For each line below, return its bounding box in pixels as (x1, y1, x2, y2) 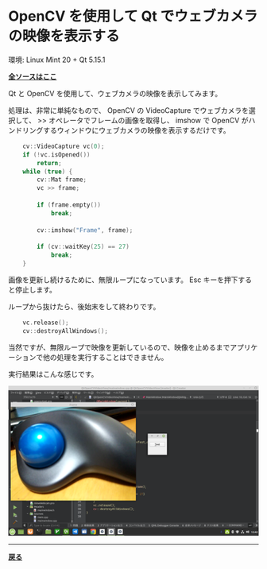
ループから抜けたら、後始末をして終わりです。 (8, 302, 161, 312)
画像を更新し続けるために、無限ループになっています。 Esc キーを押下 (8, 275, 238, 284)
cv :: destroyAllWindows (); (22, 327, 109, 335)
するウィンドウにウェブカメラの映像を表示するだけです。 (42, 125, 230, 135)
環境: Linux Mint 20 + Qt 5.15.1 (8, 55, 106, 64)
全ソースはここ (8, 72, 57, 81)
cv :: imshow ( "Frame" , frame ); (37, 226, 133, 234)
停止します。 (14, 285, 57, 295)
